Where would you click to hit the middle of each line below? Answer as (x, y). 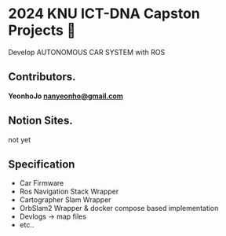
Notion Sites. (40, 121)
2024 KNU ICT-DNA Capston (104, 14)
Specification (42, 164)
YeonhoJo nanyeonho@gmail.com (66, 96)
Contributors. (42, 77)
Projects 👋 (42, 30)
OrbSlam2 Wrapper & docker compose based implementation (119, 208)
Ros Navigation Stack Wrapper (69, 192)
